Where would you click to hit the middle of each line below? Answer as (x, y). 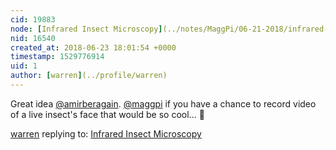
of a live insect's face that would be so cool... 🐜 (107, 114)
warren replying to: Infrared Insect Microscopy (106, 133)
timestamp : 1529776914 (57, 57)
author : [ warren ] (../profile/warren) (89, 76)
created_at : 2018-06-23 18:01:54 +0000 (93, 47)
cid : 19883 (33, 19)
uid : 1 (24, 66)
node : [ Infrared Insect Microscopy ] (86, 29)
